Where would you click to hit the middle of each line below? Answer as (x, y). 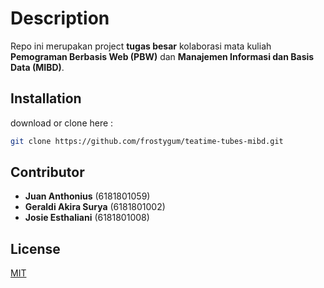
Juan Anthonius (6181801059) (87, 196)
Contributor (47, 172)
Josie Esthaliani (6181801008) (87, 218)
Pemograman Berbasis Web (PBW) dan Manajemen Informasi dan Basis (162, 56)
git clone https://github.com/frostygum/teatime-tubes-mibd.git (147, 141)
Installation (46, 98)
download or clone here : (62, 123)
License (35, 248)
